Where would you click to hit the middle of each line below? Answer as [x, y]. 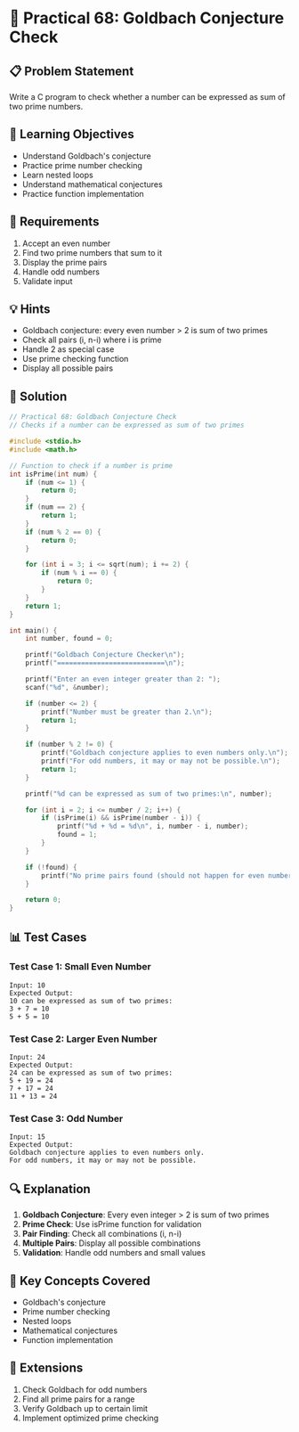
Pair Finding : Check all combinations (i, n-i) [102, 1234]
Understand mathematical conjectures [92, 184]
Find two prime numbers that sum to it [92, 252]
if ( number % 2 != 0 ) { [69, 745]
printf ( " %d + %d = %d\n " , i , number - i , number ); [153, 826]
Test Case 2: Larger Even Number [83, 1039]
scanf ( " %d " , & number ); [67, 687]
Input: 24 [28, 1058]
